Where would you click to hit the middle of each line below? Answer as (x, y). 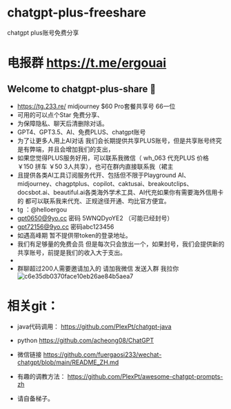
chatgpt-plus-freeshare (77, 13)
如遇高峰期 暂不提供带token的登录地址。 (74, 235)
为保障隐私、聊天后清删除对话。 (62, 123)
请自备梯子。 (35, 398)
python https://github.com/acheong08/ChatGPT (86, 340)
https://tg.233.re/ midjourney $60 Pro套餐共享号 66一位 (96, 106)
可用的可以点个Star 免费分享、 (60, 114)
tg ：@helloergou (42, 209)
